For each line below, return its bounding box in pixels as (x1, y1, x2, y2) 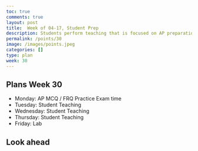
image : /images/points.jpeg (6, 42, 75, 48)
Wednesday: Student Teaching (14, 108, 90, 115)
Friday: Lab (14, 120, 42, 127)
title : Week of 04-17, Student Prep (6, 25, 99, 31)
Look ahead (6, 137, 50, 147)
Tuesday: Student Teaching (14, 101, 81, 109)
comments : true (6, 14, 44, 20)
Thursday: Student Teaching (14, 114, 84, 121)
